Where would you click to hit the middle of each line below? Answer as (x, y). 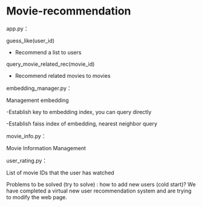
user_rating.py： (27, 161)
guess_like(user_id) (31, 40)
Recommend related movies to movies (63, 75)
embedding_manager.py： (39, 88)
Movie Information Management (46, 148)
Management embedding (38, 100)
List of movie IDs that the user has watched (60, 173)
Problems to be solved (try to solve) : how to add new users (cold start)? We (101, 184)
